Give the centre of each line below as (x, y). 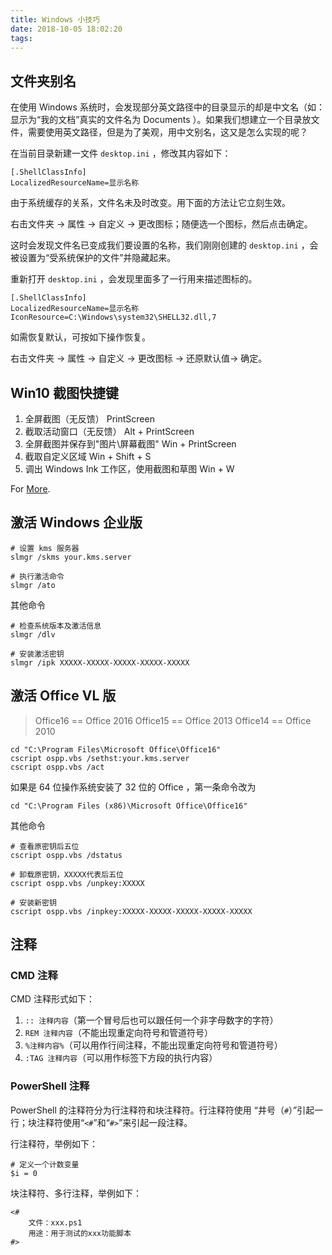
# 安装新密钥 (33, 902)
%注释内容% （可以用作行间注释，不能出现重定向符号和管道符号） (153, 1045)
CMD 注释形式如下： (52, 999)
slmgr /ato (33, 585)
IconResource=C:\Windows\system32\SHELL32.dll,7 (113, 317)
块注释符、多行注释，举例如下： (76, 1193)
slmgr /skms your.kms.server (71, 557)
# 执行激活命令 (37, 576)
